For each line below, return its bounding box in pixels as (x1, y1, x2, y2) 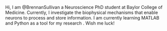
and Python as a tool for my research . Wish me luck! (5, 20, 115, 26)
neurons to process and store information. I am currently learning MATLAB (5, 15, 159, 20)
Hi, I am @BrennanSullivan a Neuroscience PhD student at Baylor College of (5, 4, 162, 10)
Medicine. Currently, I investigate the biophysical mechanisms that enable (5, 9, 158, 15)
